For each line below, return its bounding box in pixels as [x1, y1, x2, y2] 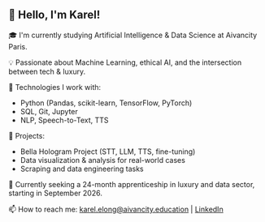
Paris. [8, 41, 28, 51]
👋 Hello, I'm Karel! [8, 8, 101, 22]
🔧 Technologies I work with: [8, 82, 102, 92]
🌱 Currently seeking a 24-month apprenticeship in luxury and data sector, [8, 179, 255, 189]
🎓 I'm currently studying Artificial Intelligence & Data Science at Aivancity [8, 30, 258, 40]
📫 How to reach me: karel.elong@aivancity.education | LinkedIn [8, 204, 224, 214]
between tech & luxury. [8, 66, 86, 76]
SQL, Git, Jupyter [20, 106, 79, 116]
